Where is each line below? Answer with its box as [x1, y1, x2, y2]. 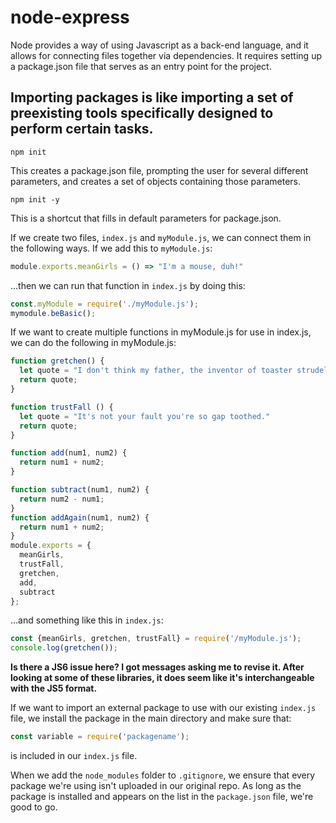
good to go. [10, 801, 58, 813]
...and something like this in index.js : [10, 614, 164, 626]
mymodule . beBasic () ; [10, 308, 97, 318]
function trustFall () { [10, 402, 114, 412]
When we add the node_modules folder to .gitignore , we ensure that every [10, 769, 316, 781]
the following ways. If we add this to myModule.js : [10, 242, 213, 254]
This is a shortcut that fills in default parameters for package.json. [10, 212, 282, 224]
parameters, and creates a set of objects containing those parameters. [10, 175, 301, 187]
